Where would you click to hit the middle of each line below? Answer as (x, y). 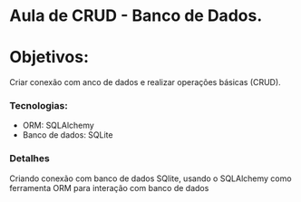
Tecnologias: (39, 106)
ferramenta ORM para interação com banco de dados (109, 188)
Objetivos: (49, 58)
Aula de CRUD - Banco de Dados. (136, 16)
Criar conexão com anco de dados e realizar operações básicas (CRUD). (145, 82)
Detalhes (29, 159)
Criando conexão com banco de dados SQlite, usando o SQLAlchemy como (150, 178)
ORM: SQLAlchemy (58, 125)
